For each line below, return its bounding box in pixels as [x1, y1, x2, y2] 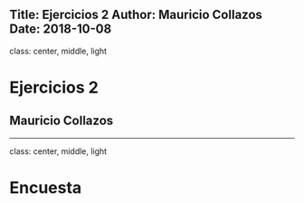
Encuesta [9, 178, 82, 198]
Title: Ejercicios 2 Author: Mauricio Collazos [9, 7, 262, 23]
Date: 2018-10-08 [9, 22, 112, 37]
